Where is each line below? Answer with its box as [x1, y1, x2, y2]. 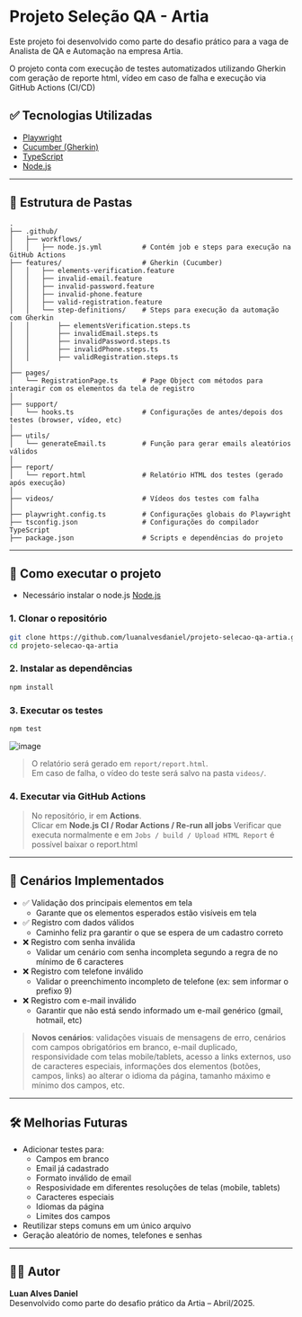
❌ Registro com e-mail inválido [22, 994, 137, 1005]
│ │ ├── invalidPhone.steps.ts [9, 344, 159, 354]
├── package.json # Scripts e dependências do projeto [9, 533, 283, 543]
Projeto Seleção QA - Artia [9, 6, 209, 27]
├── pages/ [9, 368, 50, 377]
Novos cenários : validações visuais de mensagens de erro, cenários [31, 1031, 286, 1043]
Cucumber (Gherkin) [22, 141, 99, 152]
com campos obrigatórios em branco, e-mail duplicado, [31, 1041, 238, 1052]
